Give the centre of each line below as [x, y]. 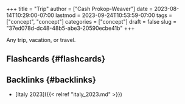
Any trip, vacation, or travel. [41, 40]
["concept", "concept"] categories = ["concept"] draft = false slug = [92, 22]
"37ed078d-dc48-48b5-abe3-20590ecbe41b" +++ [71, 28]
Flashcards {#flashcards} [56, 59]
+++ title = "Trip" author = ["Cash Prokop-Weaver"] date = [80, 9]
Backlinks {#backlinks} [51, 79]
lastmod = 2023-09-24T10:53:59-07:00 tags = [114, 15]
